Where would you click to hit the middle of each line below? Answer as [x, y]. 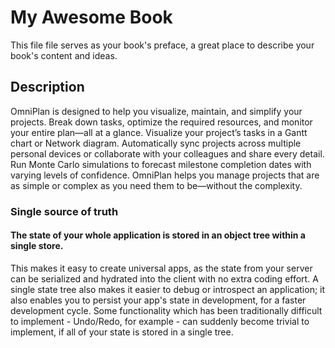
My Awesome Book [91, 17]
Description [47, 87]
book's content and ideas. [64, 55]
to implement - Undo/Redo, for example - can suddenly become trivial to [160, 321]
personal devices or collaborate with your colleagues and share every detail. [167, 153]
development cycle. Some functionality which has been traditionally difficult [166, 310]
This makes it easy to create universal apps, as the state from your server [161, 268]
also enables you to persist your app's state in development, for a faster [158, 300]
